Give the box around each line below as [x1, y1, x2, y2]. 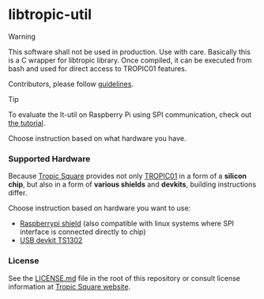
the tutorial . [8, 118, 46, 127]
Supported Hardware [8, 153, 91, 164]
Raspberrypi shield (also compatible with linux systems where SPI [19, 219, 235, 229]
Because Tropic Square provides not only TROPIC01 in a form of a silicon [8, 172, 247, 181]
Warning [8, 32, 36, 41]
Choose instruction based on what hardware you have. [8, 133, 187, 143]
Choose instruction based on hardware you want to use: [8, 203, 191, 213]
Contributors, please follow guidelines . [8, 79, 134, 89]
